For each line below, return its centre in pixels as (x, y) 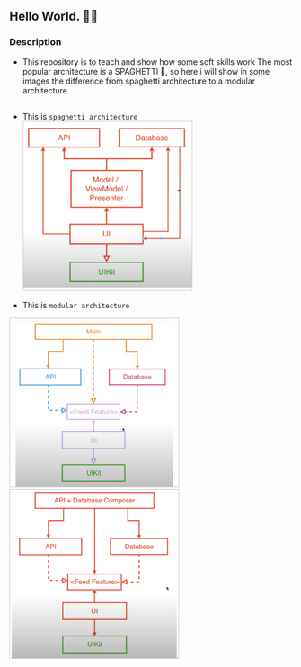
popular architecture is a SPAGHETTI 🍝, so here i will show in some (146, 71)
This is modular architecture (76, 306)
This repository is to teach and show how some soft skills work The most (157, 62)
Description (35, 42)
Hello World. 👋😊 (54, 17)
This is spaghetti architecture (80, 117)
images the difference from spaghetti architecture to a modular (139, 81)
